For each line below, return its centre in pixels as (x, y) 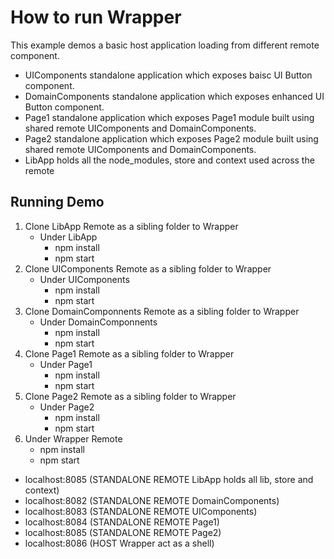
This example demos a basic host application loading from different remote (165, 45)
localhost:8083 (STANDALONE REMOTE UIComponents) (141, 511)
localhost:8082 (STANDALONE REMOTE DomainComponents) (152, 500)
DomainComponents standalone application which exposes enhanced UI (174, 96)
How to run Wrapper (96, 17)
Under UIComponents (84, 279)
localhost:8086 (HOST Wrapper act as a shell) (119, 543)
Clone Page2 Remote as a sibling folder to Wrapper (130, 396)
